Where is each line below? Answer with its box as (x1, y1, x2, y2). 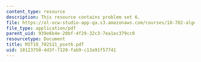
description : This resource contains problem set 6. (6, 14, 141, 20)
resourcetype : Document (6, 36, 66, 42)
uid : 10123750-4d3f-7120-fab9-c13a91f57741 (6, 47, 117, 53)
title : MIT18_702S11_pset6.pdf (6, 42, 84, 48)
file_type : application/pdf (6, 25, 77, 31)
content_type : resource (6, 8, 66, 15)
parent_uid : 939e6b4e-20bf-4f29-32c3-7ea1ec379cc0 (6, 31, 135, 37)
